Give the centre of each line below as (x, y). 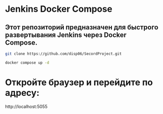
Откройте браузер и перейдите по (79, 82)
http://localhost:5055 (26, 106)
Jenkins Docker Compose (59, 9)
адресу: (22, 93)
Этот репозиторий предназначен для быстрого (82, 27)
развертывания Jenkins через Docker (66, 35)
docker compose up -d (27, 62)
